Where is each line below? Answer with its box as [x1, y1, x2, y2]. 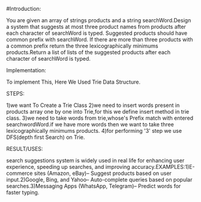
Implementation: [6, 67, 47, 74]
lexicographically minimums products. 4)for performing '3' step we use [6, 127, 182, 134]
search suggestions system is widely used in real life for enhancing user [6, 157, 185, 164]
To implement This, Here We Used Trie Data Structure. [6, 78, 141, 85]
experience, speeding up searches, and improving [6, 164, 130, 170]
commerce [6, 170, 33, 177]
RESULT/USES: [6, 145, 43, 152]
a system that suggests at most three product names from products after [6, 23, 186, 30]
